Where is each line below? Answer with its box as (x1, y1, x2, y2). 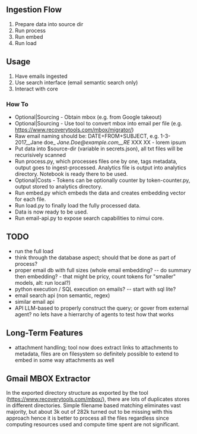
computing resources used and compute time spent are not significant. (6, 421, 180, 428)
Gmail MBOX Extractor (6, 373, 91, 383)
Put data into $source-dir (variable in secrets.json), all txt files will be (14, 145, 183, 152)
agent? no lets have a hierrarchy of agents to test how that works (14, 310, 174, 317)
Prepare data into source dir (14, 20, 84, 27)
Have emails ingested (14, 73, 68, 80)
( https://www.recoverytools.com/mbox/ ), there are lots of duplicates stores (6, 395, 190, 403)
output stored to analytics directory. (14, 183, 103, 190)
